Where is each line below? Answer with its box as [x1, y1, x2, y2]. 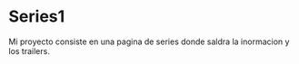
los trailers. [8, 45, 51, 56]
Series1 [8, 6, 65, 27]
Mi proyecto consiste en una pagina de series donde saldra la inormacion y [8, 36, 290, 47]
